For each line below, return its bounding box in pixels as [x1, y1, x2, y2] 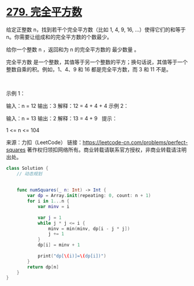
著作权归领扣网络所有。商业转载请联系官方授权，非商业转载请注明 [26, 146, 187, 153]
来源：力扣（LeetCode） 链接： [6, 139, 83, 146]
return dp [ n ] [27, 264, 59, 270]
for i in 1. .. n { [27, 198, 69, 204]
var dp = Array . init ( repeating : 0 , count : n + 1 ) [27, 193, 151, 199]
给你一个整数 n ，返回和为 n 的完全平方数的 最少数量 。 [6, 45, 140, 53]
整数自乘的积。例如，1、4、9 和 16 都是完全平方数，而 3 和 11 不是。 [6, 65, 172, 73]
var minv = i [37, 204, 69, 210]
